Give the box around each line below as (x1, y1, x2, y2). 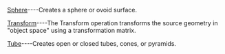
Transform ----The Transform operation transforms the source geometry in (7, 19, 218, 27)
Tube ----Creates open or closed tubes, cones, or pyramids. (7, 40, 177, 47)
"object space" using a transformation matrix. (7, 27, 136, 34)
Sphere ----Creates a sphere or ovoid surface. (7, 6, 138, 14)
